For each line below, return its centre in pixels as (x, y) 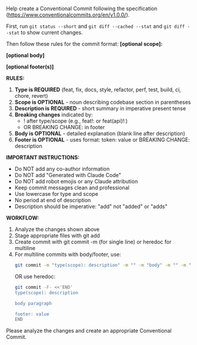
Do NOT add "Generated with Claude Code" (68, 175)
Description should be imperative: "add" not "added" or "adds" (91, 206)
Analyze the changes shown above (57, 229)
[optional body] (26, 55)
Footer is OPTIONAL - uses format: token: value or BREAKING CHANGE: (102, 140)
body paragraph (33, 303)
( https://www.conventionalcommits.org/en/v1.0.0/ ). (68, 15)
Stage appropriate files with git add (57, 236)
